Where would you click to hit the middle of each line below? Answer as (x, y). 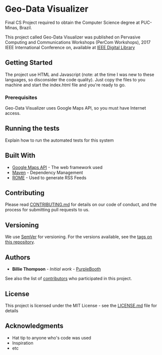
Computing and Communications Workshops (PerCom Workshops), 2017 (78, 42)
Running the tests (32, 128)
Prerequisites (21, 97)
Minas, (12, 27)
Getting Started (29, 63)
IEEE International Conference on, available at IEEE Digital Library (70, 47)
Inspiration (23, 343)
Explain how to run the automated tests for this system (59, 140)
